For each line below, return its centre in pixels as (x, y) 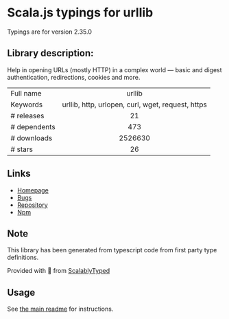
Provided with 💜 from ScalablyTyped (59, 271)
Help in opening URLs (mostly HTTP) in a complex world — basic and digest (114, 69)
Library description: (50, 53)
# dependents (33, 126)
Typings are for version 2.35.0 (50, 32)
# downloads (32, 137)
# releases (27, 115)
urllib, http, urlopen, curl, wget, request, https (134, 104)
